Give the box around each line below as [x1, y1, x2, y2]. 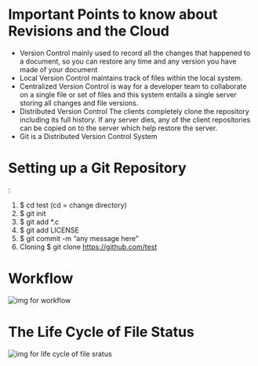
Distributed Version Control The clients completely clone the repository [19, 106, 249, 115]
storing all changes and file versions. [19, 98, 139, 108]
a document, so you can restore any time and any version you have [19, 57, 237, 66]
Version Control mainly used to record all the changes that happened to [19, 48, 251, 57]
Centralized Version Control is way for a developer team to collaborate [19, 81, 247, 91]
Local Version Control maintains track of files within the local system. [19, 73, 243, 82]
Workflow [8, 269, 74, 287]
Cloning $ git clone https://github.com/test [19, 242, 158, 251]
